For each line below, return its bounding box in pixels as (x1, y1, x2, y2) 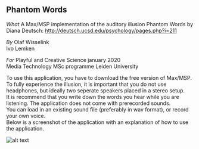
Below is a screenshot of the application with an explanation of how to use (6, 119, 189, 126)
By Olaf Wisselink (6, 38, 49, 45)
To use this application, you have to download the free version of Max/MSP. (6, 74, 192, 81)
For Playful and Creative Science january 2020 (6, 56, 121, 63)
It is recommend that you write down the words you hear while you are (6, 93, 180, 100)
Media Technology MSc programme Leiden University (6, 63, 139, 70)
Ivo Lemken (6, 45, 35, 52)
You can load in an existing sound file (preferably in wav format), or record (6, 105, 189, 113)
